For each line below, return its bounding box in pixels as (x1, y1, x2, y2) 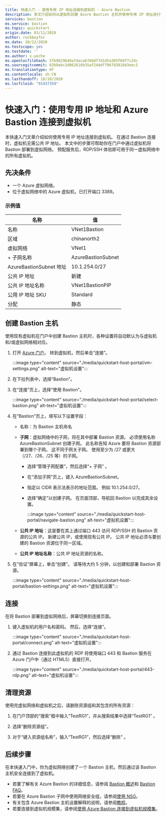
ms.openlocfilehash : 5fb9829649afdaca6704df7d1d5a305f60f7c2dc (5, 58, 138, 63)
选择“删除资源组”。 (12, 724, 51, 730)
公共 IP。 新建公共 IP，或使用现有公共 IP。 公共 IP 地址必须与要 (28, 534, 157, 540)
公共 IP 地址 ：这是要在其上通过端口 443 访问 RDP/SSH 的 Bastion (19, 527, 153, 534)
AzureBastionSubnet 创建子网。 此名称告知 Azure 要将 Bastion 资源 (19, 441, 157, 446)
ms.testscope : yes (5, 44, 43, 49)
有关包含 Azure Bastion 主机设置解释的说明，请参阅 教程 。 (12, 799, 130, 805)
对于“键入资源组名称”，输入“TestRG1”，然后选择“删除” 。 (12, 734, 128, 740)
